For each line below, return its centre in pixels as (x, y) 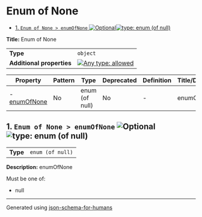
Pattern (64, 80)
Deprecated (120, 80)
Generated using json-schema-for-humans (60, 207)
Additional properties (41, 63)
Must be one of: (26, 179)
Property (28, 80)
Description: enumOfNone (39, 167)
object (87, 53)
